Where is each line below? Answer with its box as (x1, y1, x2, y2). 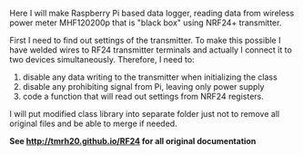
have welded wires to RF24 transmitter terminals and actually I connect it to (9, 44, 293, 55)
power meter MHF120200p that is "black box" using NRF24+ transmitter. (9, 17, 282, 28)
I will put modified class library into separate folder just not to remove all (9, 109, 280, 119)
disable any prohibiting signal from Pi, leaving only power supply (22, 82, 265, 92)
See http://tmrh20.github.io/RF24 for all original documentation (9, 136, 257, 146)
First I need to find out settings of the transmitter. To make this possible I (9, 35, 281, 45)
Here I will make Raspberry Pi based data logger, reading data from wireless (9, 8, 295, 18)
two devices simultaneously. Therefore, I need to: (9, 54, 195, 64)
